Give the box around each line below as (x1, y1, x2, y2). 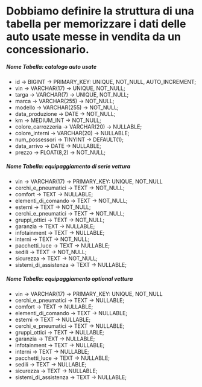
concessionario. (6, 43, 89, 57)
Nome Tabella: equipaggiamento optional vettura (6, 275, 133, 282)
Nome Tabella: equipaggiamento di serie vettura (6, 162, 131, 170)
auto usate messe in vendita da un (6, 30, 181, 43)
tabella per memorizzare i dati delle (6, 17, 186, 31)
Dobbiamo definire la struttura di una (6, 4, 195, 18)
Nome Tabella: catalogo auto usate (6, 63, 97, 70)
